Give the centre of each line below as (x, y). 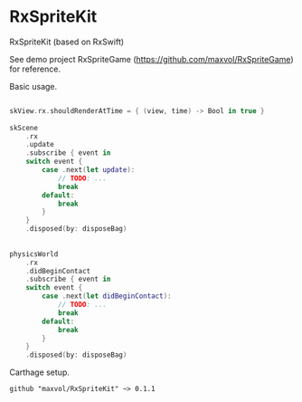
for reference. (35, 69)
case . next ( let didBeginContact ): (107, 296)
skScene (24, 128)
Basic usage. (33, 86)
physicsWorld (34, 254)
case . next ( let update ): (89, 170)
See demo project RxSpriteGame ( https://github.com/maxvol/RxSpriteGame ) (151, 59)
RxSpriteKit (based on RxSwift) (67, 42)
